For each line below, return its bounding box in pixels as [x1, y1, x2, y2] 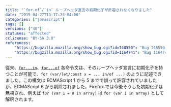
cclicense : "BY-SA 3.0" [5, 36, 56, 41]
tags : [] [5, 21, 24, 27]
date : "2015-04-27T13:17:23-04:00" [5, 12, 81, 17]
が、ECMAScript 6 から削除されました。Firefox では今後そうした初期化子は [5, 83, 163, 89]
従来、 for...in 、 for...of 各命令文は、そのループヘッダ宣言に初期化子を [5, 64, 159, 70]
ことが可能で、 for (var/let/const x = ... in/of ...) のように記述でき [9, 70, 162, 77]
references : [5, 41, 31, 46]
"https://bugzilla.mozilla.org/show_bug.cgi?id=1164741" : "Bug [14, 50, 152, 55]
